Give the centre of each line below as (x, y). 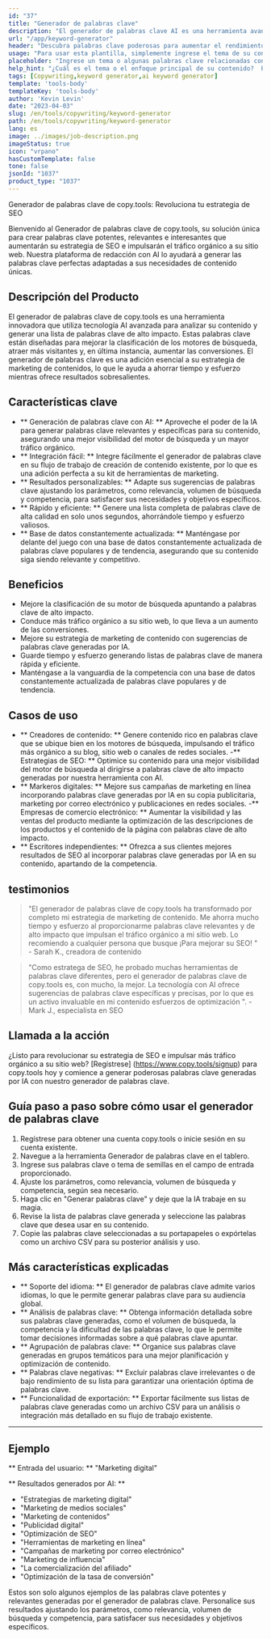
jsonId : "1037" (34, 174)
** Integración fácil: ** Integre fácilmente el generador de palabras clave (141, 456)
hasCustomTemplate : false (52, 159)
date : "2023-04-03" (41, 106)
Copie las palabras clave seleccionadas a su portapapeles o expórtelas (138, 1233)
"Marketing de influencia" (63, 1560)
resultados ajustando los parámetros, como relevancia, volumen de (120, 1610)
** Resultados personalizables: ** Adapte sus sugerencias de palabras (138, 481)
